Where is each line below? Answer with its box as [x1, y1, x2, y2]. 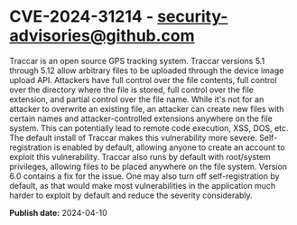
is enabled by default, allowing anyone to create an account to [53, 142, 286, 153]
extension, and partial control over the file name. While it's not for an [9, 93, 265, 105]
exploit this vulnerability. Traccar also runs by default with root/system [9, 151, 271, 162]
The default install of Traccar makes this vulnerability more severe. [9, 132, 257, 143]
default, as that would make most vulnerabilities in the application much [9, 180, 276, 191]
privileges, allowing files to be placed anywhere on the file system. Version [9, 161, 287, 172]
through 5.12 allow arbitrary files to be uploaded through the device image [9, 65, 284, 76]
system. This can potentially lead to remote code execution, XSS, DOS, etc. [9, 122, 289, 133]
